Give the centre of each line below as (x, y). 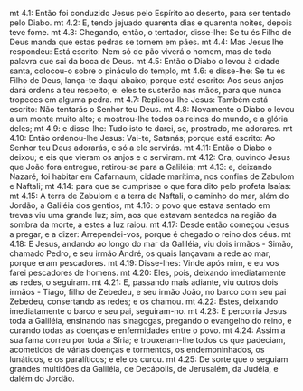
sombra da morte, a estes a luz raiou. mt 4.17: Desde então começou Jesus (149, 224)
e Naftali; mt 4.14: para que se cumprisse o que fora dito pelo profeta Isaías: (151, 186)
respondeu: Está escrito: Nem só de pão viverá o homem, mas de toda (141, 52)
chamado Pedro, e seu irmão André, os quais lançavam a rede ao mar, (140, 253)
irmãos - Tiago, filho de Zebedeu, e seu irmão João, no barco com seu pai (148, 292)
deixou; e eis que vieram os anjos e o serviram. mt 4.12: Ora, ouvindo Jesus (150, 157)
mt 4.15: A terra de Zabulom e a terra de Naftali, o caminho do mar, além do (149, 195)
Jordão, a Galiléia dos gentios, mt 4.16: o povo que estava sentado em (140, 205)
